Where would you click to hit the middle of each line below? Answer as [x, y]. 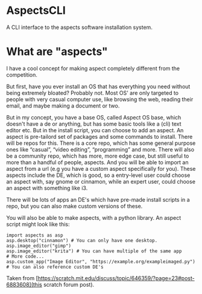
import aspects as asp [35, 235]
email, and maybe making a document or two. [63, 106]
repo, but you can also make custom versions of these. [74, 206]
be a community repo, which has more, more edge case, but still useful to [98, 156]
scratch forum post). [69, 284]
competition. [22, 75]
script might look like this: [38, 224]
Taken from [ [22, 278]
